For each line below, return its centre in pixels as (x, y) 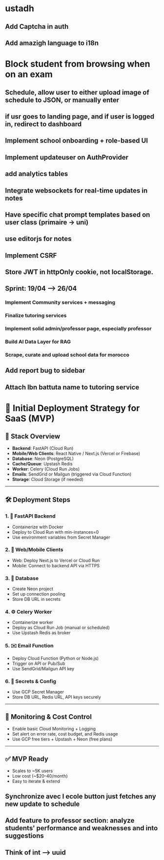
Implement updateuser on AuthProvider (67, 157)
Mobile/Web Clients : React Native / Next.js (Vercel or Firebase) (76, 453)
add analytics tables (37, 174)
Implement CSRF (31, 255)
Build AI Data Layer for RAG (38, 342)
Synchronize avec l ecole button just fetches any (81, 796)
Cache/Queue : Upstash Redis (42, 463)
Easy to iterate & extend (36, 781)
